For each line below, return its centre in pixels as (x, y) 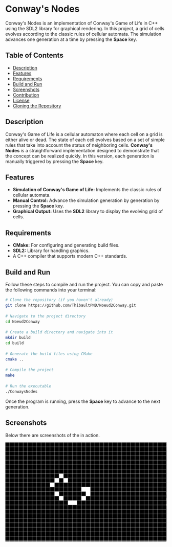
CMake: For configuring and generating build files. (66, 245)
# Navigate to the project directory (46, 316)
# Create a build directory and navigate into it (59, 332)
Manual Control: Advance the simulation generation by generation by (86, 200)
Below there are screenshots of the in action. (52, 435)
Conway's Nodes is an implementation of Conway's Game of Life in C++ (82, 23)
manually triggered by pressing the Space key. (55, 161)
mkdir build (18, 338)
